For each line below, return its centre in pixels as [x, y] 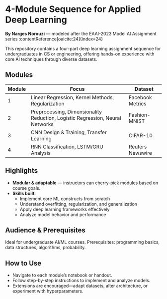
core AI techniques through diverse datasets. [51, 59]
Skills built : [24, 193]
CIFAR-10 [141, 135]
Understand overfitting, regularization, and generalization [79, 204]
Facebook [140, 97]
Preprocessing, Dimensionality [66, 112]
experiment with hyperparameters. [48, 291]
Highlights [22, 171]
